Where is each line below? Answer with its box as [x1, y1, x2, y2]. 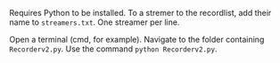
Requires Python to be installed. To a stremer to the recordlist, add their [9, 8, 272, 18]
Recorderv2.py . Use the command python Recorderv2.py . [9, 43, 218, 54]
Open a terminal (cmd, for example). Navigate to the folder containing [9, 35, 265, 44]
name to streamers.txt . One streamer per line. [9, 17, 180, 28]
